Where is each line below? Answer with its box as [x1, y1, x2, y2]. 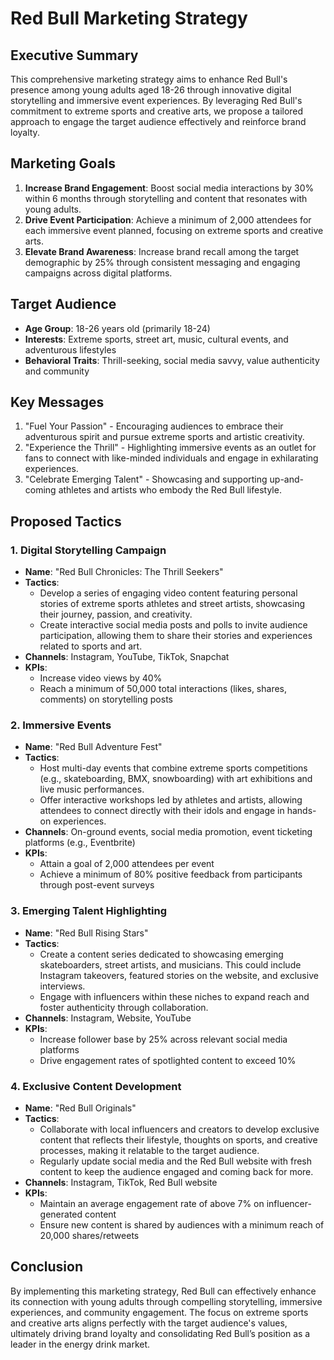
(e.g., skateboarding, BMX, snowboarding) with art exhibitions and [39, 773, 313, 785]
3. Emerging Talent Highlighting [10, 904, 168, 918]
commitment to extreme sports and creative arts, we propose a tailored [10, 105, 304, 117]
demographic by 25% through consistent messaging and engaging [24, 256, 301, 268]
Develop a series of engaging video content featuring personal [39, 587, 298, 599]
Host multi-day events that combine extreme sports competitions [39, 762, 308, 774]
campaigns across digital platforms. [24, 267, 173, 279]
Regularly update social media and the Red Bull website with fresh [39, 1155, 312, 1167]
